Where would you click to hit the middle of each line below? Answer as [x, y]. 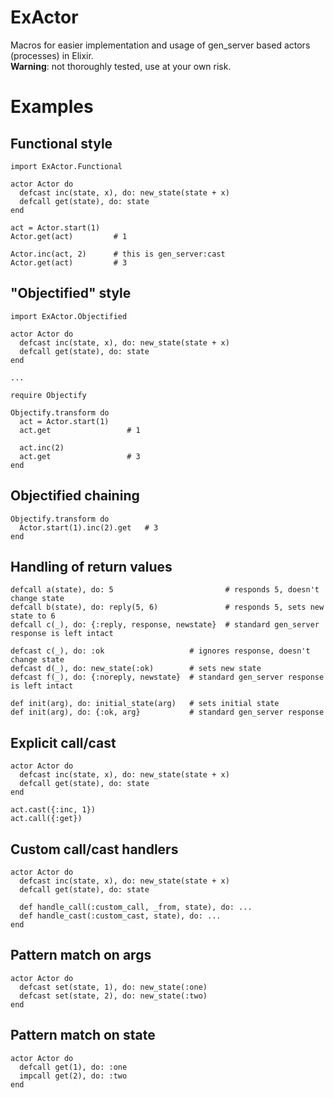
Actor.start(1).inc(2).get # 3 [89, 527]
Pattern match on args [81, 955]
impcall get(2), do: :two [73, 1076]
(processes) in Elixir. [52, 55]
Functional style [61, 143]
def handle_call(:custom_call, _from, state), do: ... [136, 907]
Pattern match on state [83, 1035]
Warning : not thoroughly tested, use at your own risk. [121, 66]
